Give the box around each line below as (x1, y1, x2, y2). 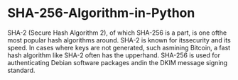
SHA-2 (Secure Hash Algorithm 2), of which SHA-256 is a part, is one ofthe (7, 28, 227, 37)
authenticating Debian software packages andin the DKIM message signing (7, 58, 228, 67)
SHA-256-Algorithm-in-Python (7, 5, 195, 21)
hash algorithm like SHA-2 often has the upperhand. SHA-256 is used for (7, 51, 220, 59)
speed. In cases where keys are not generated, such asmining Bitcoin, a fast (7, 43, 231, 52)
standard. (7, 66, 36, 74)
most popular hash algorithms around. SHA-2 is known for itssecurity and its (7, 35, 231, 44)
